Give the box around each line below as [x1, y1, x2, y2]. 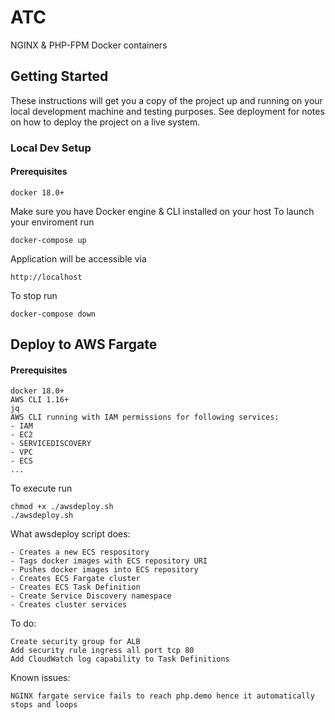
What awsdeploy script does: [10, 528, 131, 540]
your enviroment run [10, 216, 95, 228]
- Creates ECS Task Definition [10, 582, 141, 593]
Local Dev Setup [10, 141, 92, 155]
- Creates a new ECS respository [10, 547, 150, 558]
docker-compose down [10, 309, 97, 319]
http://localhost [10, 272, 83, 282]
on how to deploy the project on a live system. [10, 116, 201, 128]
